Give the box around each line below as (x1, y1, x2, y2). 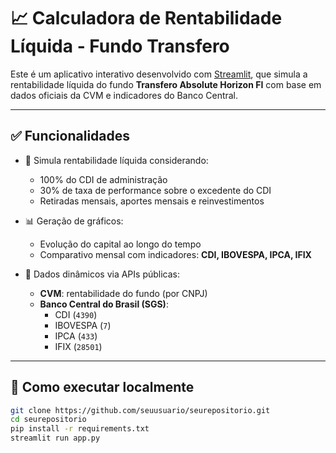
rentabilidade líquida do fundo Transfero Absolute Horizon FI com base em (10, 78, 322, 90)
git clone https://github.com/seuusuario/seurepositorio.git (10, 405, 271, 415)
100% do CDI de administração (39, 173, 168, 185)
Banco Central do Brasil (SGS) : (39, 298, 169, 310)
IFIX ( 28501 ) (54, 340, 103, 352)
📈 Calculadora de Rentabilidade (10, 7, 283, 30)
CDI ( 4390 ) (54, 308, 98, 320)
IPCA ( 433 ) (54, 330, 98, 342)
